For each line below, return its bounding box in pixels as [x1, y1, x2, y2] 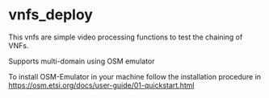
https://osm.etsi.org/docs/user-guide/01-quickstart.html [8, 80, 195, 90]
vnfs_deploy [8, 6, 93, 24]
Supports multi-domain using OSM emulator [8, 56, 155, 66]
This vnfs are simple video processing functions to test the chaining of [8, 32, 243, 42]
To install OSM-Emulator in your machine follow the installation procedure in [8, 71, 261, 81]
